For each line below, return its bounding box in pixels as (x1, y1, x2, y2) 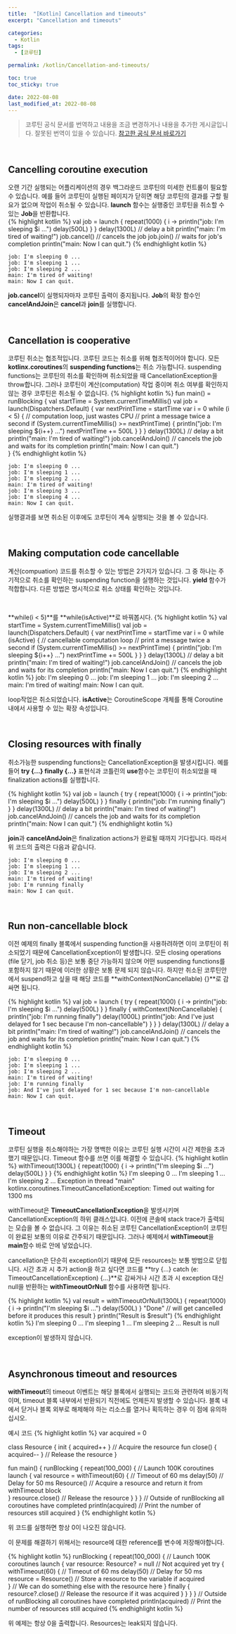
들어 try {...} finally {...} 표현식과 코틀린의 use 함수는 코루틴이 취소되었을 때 (8, 767, 217, 775)
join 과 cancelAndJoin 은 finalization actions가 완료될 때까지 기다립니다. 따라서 (8, 834, 227, 842)
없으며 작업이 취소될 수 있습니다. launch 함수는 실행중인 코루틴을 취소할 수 (20, 201, 225, 209)
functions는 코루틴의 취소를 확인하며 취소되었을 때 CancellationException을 (8, 372, 218, 380)
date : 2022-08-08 (8, 93, 59, 100)
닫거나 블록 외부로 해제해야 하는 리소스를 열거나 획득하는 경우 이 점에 (20, 1405, 209, 1413)
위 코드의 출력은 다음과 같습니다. (8, 843, 97, 851)
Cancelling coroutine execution (8, 163, 148, 176)
